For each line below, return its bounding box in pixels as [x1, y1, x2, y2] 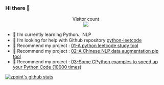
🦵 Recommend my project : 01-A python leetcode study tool [12, 42, 139, 49]
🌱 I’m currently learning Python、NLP [12, 31, 91, 37]
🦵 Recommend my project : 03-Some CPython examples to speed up [12, 59, 158, 65]
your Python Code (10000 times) [12, 64, 82, 70]
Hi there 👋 [5, 5, 31, 12]
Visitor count [72, 16, 100, 22]
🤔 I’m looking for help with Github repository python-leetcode [12, 37, 142, 44]
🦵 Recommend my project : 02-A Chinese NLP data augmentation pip [12, 48, 159, 54]
